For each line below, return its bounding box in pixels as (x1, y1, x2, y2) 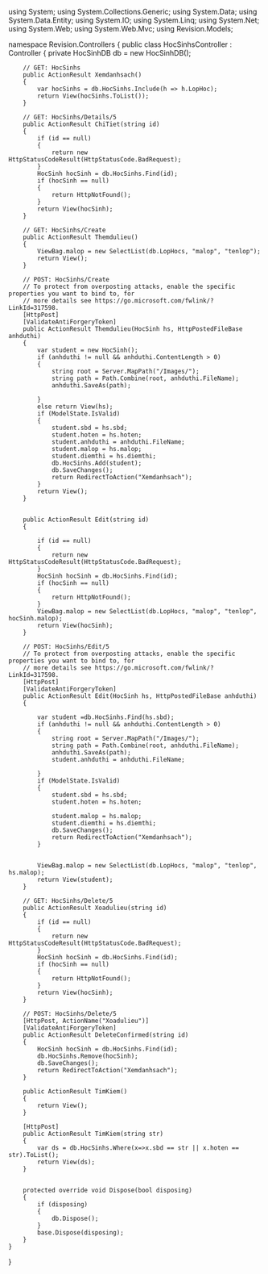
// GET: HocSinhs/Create (23, 226, 106, 234)
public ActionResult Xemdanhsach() (23, 71, 142, 79)
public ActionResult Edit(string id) (23, 516, 150, 524)
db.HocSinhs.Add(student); (51, 459, 142, 467)
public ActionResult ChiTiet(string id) (23, 120, 160, 128)
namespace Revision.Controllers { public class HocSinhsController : (8, 40, 233, 49)
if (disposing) (37, 1201, 89, 1209)
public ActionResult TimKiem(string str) (23, 1130, 163, 1138)
